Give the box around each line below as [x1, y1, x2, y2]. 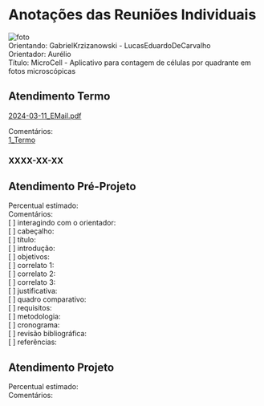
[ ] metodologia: [8, 311, 61, 322]
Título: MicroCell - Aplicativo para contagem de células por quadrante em [8, 58, 251, 67]
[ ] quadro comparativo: [8, 294, 87, 304]
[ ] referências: [8, 337, 58, 347]
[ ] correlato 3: [8, 278, 56, 287]
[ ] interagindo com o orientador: [8, 218, 116, 228]
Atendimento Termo [8, 90, 111, 104]
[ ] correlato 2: [8, 269, 56, 278]
